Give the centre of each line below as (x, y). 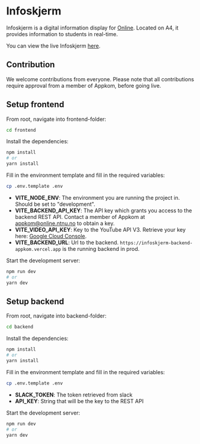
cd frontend (21, 130)
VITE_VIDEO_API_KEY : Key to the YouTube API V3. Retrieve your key (100, 229)
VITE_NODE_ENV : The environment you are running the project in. (97, 197)
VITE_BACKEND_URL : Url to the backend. (67, 242)
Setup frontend (35, 104)
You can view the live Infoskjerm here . (53, 46)
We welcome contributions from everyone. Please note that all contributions (100, 79)
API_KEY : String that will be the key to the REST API (79, 401)
